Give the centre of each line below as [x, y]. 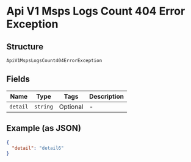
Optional [71, 107]
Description [106, 96]
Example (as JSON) [44, 128]
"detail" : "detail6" [38, 148]
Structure [25, 47]
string [44, 107]
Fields [18, 79]
